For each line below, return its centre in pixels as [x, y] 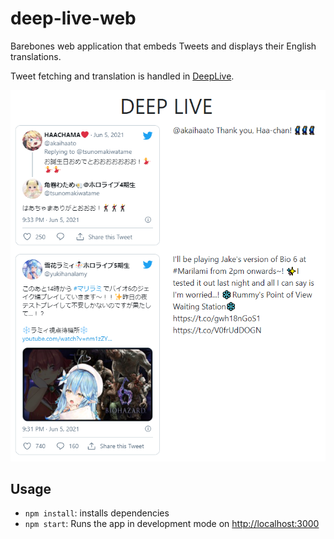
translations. [36, 56]
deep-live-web [73, 18]
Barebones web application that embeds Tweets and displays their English [163, 46]
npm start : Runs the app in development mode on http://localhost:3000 [172, 524]
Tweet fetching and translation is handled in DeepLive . [122, 76]
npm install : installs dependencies [97, 513]
